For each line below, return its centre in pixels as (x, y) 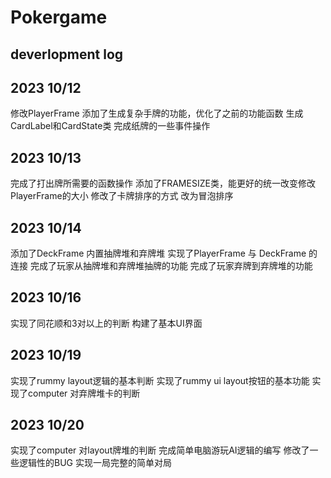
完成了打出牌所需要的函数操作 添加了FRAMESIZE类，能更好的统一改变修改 (163, 183)
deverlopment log (67, 54)
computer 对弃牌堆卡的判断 (84, 393)
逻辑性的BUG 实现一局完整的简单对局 (95, 463)
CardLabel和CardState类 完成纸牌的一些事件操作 (110, 126)
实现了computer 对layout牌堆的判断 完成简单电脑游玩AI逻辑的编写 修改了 (160, 450)
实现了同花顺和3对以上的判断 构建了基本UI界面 (106, 323)
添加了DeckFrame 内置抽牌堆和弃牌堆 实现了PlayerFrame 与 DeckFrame (158, 253)
